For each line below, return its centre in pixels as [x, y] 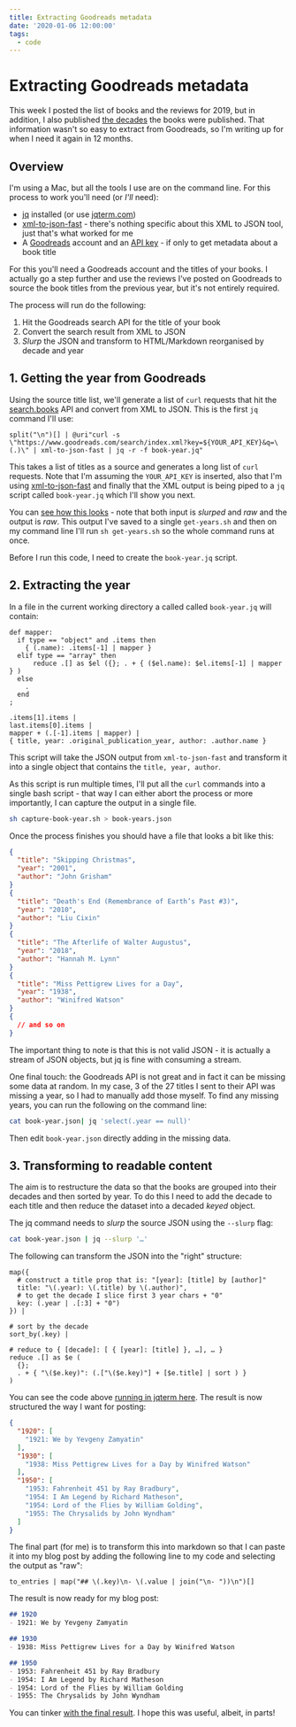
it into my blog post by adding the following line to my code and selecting [142, 1556]
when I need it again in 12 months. [71, 139]
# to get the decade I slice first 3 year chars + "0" [120, 1296]
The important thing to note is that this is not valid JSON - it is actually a [140, 1049]
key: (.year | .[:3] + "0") [69, 1304]
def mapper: [31, 632]
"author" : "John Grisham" [65, 877]
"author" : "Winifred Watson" [71, 1000]
